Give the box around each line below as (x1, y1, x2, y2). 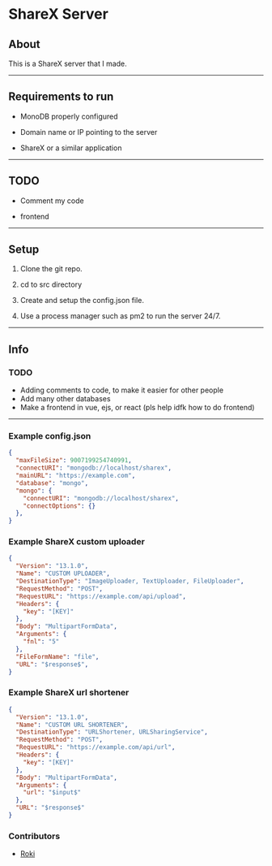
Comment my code (19, 196, 84, 206)
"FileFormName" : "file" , (15, 652, 100, 660)
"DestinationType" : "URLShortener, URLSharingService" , (15, 728, 208, 736)
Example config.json (8, 431, 91, 442)
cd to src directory (19, 279, 83, 289)
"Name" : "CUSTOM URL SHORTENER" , (15, 721, 129, 729)
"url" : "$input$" (23, 789, 82, 797)
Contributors (8, 830, 61, 842)
